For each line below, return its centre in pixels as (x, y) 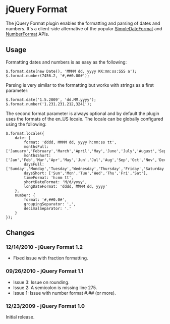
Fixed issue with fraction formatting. (50, 258)
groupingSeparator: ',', (50, 204)
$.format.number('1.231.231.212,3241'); (49, 104)
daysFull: (34, 164)
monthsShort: (38, 155)
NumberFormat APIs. (27, 34)
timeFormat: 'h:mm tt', (49, 178)
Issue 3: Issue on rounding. (41, 282)
